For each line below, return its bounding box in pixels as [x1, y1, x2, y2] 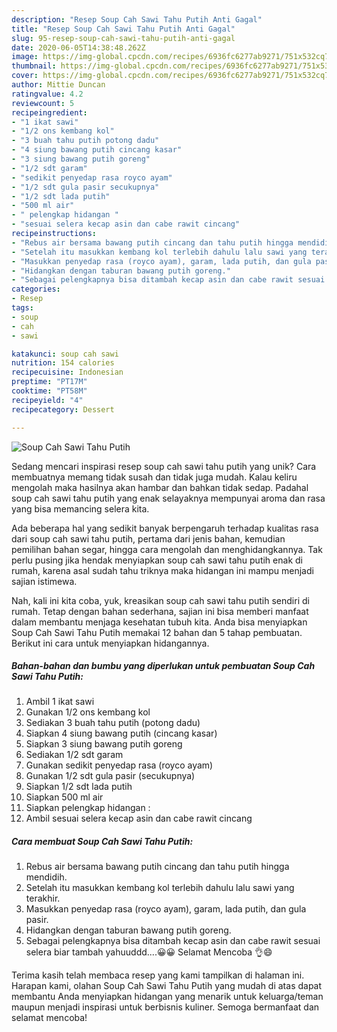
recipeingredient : [11, 107, 88, 118]
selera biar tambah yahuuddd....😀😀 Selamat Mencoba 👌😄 [25, 946, 273, 958]
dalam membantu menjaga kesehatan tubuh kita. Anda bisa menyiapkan [11, 616, 308, 628]
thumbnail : [11, 61, 57, 71]
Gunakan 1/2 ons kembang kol [25, 706, 151, 718]
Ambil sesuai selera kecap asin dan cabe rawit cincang [25, 812, 253, 825]
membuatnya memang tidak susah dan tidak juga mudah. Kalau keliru [11, 471, 298, 483]
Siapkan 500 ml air [25, 791, 104, 803]
